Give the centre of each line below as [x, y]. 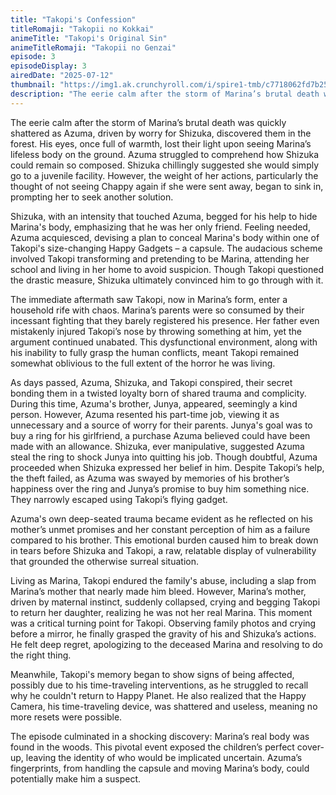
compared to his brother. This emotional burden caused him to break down [164, 540]
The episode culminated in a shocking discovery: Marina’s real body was [160, 736]
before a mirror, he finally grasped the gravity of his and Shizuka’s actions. [163, 633]
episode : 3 [33, 57]
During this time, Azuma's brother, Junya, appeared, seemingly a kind [154, 403]
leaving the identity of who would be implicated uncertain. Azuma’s [164, 757]
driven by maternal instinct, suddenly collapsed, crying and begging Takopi [165, 602]
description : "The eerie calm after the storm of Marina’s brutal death [165, 94]
